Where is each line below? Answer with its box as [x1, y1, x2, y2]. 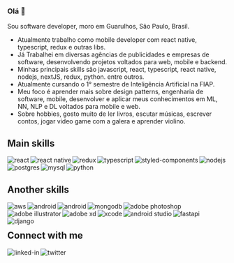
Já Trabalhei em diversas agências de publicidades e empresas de [17, 50, 210, 59]
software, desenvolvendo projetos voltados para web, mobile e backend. [17, 58, 228, 66]
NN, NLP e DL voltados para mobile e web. [17, 103, 141, 111]
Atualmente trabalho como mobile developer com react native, [17, 36, 198, 44]
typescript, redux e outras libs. [17, 43, 106, 52]
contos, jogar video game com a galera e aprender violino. [17, 117, 186, 126]
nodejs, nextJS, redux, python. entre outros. [17, 73, 145, 81]
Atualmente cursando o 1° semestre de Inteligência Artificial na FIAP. [17, 80, 215, 89]
